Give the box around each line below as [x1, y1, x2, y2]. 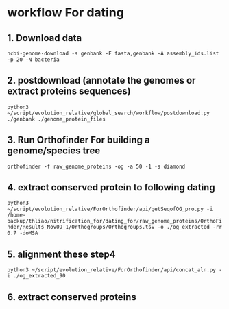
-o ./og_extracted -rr [157, 224, 223, 231]
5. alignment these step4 [7, 248, 117, 260]
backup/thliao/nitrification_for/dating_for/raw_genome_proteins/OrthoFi [7, 218, 223, 225]
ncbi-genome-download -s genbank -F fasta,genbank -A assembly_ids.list [7, 50, 219, 57]
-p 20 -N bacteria [7, 56, 60, 63]
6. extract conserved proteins [7, 291, 137, 303]
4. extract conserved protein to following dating [7, 182, 215, 193]
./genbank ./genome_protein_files [7, 115, 106, 123]
